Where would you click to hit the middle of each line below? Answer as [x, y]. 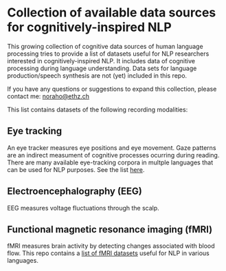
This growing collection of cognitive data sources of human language [105, 46]
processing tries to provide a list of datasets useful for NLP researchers [108, 54]
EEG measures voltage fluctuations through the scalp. [83, 208]
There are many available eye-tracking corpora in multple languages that [110, 162]
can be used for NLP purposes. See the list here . [76, 169]
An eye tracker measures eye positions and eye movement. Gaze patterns [112, 148]
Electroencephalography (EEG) [75, 192]
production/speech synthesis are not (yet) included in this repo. [97, 75]
